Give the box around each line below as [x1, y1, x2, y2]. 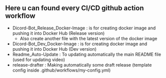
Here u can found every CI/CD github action [5, 4, 144, 12]
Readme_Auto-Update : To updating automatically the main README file [12, 51, 161, 57]
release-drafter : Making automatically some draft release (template [12, 62, 152, 68]
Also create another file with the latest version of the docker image [19, 35, 157, 41]
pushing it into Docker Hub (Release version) [12, 30, 105, 36]
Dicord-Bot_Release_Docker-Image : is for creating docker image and [12, 25, 156, 31]
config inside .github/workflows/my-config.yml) [12, 67, 111, 73]
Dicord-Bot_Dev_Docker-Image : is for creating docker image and [12, 41, 147, 47]
